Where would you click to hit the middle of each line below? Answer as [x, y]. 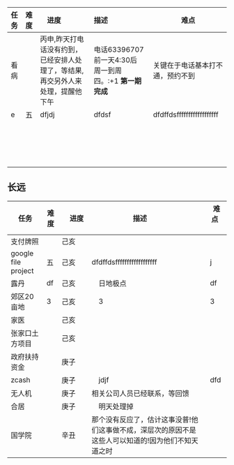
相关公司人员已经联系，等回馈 [140, 393]
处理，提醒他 [61, 91]
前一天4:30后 [116, 60]
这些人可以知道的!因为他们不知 [141, 441]
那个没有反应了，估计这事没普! [141, 420]
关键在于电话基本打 [184, 65]
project [22, 270]
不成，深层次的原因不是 [158, 430]
